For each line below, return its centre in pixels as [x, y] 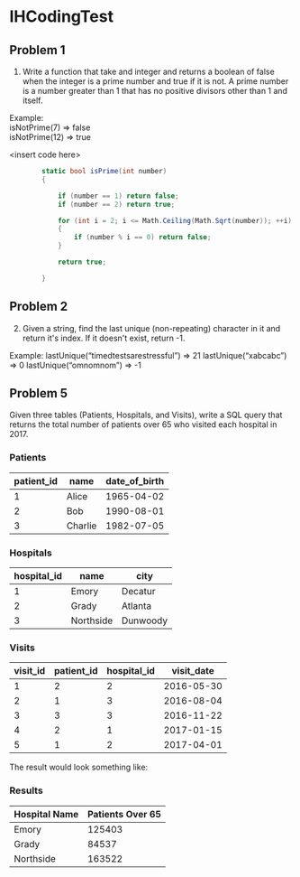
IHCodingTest [62, 17]
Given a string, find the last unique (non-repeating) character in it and [151, 328]
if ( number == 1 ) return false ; [118, 196]
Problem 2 [39, 307]
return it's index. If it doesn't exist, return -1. [104, 338]
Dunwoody [145, 620]
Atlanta [136, 605]
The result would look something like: [79, 767]
